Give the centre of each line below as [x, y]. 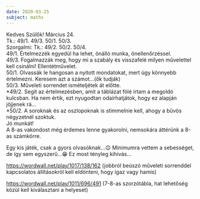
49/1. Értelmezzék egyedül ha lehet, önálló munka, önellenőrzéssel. [89, 53]
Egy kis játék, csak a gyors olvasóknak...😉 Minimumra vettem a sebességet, [100, 148]
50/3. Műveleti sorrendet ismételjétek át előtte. [64, 85]
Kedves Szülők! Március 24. [40, 34]
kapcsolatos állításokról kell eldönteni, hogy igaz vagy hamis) [81, 172]
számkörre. [27, 136]
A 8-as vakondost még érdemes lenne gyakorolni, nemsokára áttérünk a [95, 130]
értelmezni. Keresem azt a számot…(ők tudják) [63, 79]
